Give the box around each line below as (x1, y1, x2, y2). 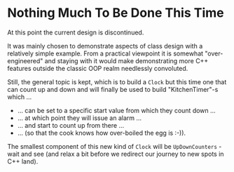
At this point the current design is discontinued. (7, 28, 144, 37)
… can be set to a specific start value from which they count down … (17, 106, 216, 114)
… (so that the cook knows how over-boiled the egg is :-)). (17, 128, 186, 137)
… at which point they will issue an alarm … (17, 114, 142, 122)
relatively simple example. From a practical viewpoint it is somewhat (7, 49, 204, 58)
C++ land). (7, 157, 39, 166)
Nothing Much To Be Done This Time (7, 5, 224, 21)
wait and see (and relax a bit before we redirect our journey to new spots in (7, 150, 224, 158)
